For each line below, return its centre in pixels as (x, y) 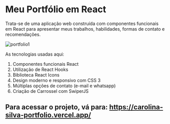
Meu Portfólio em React (56, 9)
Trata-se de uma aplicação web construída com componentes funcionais (82, 23)
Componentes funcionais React (46, 64)
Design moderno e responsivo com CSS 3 (56, 80)
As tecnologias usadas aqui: (35, 54)
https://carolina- (136, 107)
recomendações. (23, 34)
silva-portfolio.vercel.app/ (48, 115)
